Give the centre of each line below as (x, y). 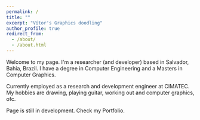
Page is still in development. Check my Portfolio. (66, 110)
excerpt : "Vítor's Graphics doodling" (54, 23)
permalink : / (22, 12)
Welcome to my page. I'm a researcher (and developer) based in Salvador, (98, 62)
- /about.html (29, 45)
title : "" (19, 17)
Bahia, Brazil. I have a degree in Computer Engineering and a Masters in (95, 68)
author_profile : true (33, 28)
